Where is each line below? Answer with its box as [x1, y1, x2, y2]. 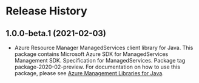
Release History [5, 4, 87, 18]
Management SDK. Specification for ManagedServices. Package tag [14, 57, 186, 64]
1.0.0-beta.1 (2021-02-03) [5, 28, 107, 38]
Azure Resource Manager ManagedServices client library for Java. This [14, 44, 194, 51]
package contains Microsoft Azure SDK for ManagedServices [14, 51, 169, 58]
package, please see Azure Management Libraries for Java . [14, 70, 164, 76]
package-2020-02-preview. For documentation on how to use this [14, 63, 180, 70]
